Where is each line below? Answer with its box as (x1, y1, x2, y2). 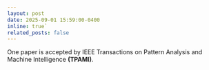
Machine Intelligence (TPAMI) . (7, 56, 94, 64)
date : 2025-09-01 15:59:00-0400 (7, 16, 100, 23)
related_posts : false (7, 29, 70, 36)
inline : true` (7, 23, 48, 30)
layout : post (7, 10, 45, 17)
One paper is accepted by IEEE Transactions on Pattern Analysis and (7, 48, 203, 56)
